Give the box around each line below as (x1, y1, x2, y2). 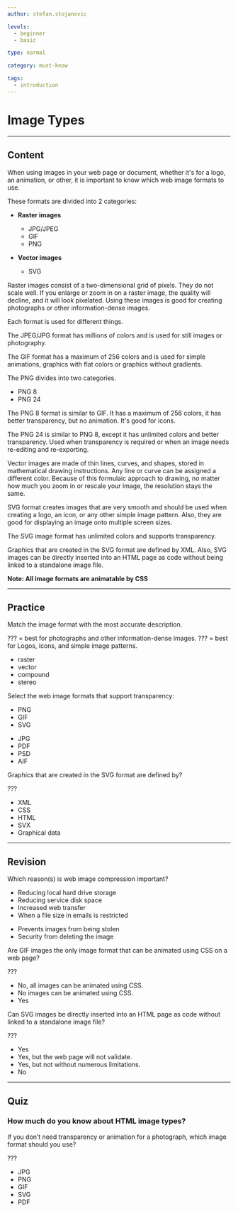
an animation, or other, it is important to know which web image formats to (7, 175, 225, 184)
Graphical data (17, 828, 61, 837)
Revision (7, 855, 47, 867)
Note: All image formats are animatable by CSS (7, 574, 149, 583)
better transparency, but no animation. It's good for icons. (7, 416, 176, 425)
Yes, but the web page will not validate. (17, 1053, 132, 1061)
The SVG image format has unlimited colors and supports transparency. (7, 531, 217, 540)
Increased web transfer (17, 904, 86, 912)
